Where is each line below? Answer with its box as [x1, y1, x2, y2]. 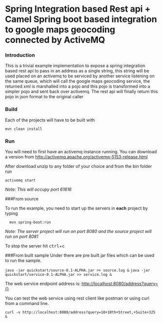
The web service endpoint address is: [5, 281, 81, 287]
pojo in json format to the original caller [5, 94, 84, 100]
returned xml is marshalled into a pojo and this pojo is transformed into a [5, 84, 150, 90]
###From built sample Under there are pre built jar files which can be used [5, 252, 155, 258]
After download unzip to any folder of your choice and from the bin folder [5, 163, 152, 169]
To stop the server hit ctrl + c [5, 243, 65, 249]
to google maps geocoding [5, 24, 115, 35]
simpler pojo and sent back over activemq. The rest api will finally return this [5, 89, 158, 94]
